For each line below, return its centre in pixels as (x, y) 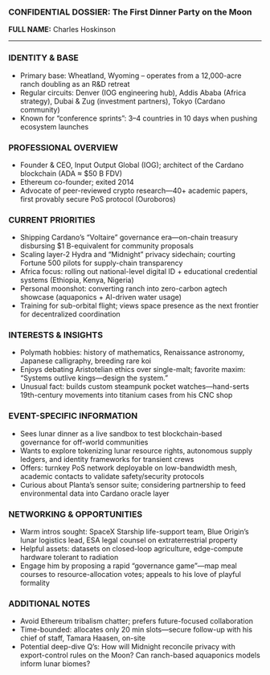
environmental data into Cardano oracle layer (95, 493)
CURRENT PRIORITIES (52, 219)
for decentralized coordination (70, 314)
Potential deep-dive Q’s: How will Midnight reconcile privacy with (127, 647)
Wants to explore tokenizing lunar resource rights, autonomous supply (136, 450)
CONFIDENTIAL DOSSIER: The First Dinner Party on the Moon (130, 12)
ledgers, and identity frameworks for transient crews (107, 459)
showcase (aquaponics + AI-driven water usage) (101, 297)
